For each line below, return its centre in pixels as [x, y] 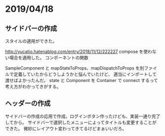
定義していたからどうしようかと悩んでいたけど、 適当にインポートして [85, 74]
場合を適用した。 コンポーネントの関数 [49, 58]
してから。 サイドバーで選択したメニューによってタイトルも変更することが [81, 122]
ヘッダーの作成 [28, 103]
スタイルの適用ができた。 [31, 41]
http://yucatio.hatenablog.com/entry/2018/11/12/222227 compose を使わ [79, 52]
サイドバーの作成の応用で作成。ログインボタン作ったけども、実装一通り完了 [83, 116]
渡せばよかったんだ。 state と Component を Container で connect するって [82, 80]
